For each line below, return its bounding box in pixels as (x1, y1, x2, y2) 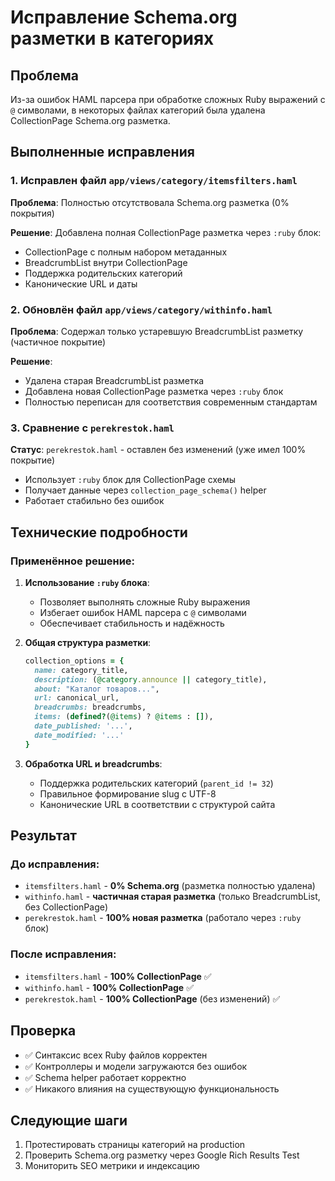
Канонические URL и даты (24, 277, 138, 290)
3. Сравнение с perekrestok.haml (10, 421, 175, 435)
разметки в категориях (10, 27, 215, 50)
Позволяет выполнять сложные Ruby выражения (39, 596, 251, 608)
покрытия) (10, 207, 55, 219)
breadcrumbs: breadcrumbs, (34, 702, 147, 713)
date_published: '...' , (34, 721, 133, 731)
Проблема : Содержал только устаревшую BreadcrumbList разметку (10, 325, 304, 337)
